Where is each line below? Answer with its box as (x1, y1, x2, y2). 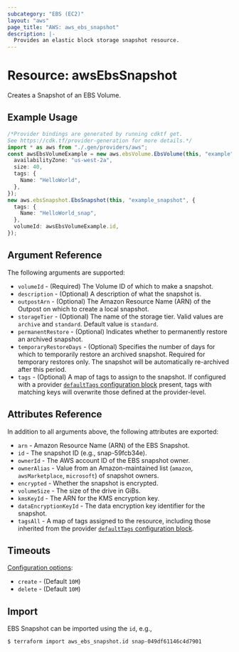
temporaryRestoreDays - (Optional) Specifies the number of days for (17, 342, 216, 351)
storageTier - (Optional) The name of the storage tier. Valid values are (17, 312, 224, 321)
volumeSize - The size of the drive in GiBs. (17, 486, 141, 495)
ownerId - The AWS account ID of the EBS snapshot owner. (17, 456, 191, 464)
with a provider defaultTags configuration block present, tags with (17, 380, 212, 388)
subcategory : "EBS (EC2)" (7, 10, 84, 18)
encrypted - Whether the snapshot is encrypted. (17, 479, 159, 487)
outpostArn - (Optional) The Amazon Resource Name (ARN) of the (17, 296, 211, 306)
